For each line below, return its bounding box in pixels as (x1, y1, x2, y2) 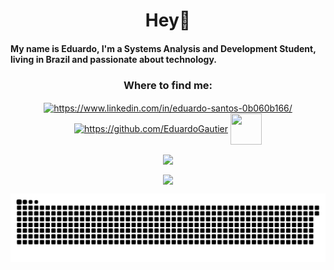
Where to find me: (123, 78, 213, 92)
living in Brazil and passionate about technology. (10, 53, 217, 65)
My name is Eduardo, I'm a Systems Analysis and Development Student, (10, 42, 317, 54)
